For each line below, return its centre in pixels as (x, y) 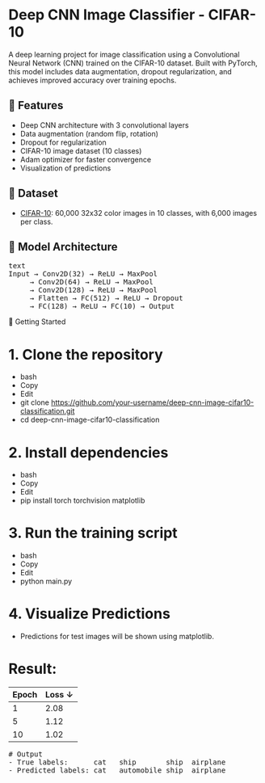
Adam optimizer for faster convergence (86, 159)
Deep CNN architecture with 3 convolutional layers (104, 125)
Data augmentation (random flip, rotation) (89, 133)
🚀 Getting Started (37, 322)
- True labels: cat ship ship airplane (117, 762)
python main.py (46, 581)
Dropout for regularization (63, 142)
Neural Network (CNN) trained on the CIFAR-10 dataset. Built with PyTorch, (133, 63)
